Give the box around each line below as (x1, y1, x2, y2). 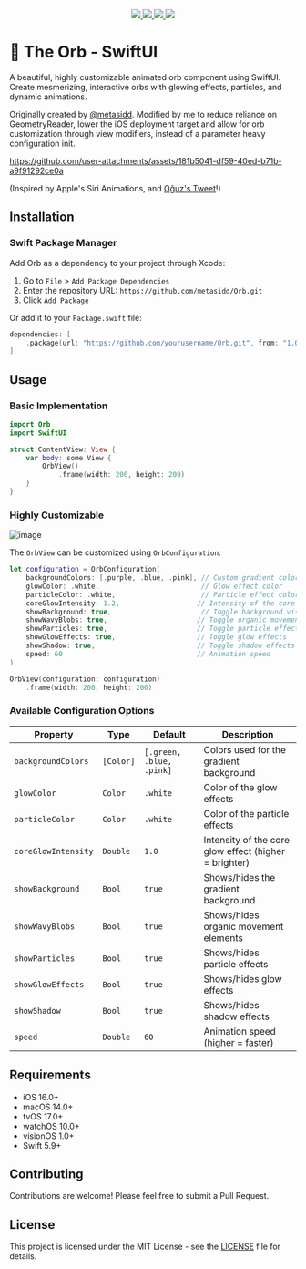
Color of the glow (203, 780, 278, 793)
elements (203, 931, 243, 944)
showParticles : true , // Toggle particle (25, 624, 271, 634)
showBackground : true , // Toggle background (25, 607, 283, 616)
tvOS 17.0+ (22, 1110, 64, 1121)
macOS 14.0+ (22, 1101, 74, 1112)
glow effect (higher (203, 844, 285, 857)
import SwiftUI (9, 428, 67, 438)
